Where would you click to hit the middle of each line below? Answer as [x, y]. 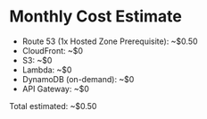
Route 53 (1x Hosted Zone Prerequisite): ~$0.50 [110, 41]
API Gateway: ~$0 [55, 89]
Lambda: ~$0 [47, 70]
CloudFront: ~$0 [52, 50]
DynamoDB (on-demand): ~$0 [78, 79]
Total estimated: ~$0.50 [53, 106]
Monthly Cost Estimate [96, 17]
